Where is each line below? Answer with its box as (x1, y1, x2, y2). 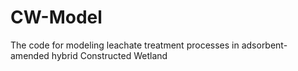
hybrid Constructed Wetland (51, 49, 168, 61)
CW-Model (10, 6, 103, 29)
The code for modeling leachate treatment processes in (10, 39, 240, 51)
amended (10, 49, 50, 61)
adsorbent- (241, 39, 288, 51)
